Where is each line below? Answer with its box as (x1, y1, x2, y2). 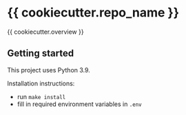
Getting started (7, 48, 74, 59)
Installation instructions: (7, 79, 75, 87)
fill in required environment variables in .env (17, 100, 143, 108)
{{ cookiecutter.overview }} (7, 28, 84, 36)
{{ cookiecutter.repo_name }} (7, 5, 180, 21)
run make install (17, 92, 66, 101)
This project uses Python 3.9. (7, 65, 91, 74)
